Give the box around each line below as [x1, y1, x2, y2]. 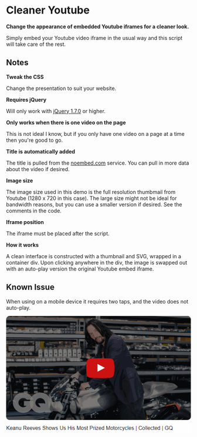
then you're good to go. [6, 136, 63, 144]
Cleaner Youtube [6, 4, 90, 17]
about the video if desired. [6, 165, 70, 172]
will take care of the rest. [6, 41, 66, 48]
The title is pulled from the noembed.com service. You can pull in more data [6, 159, 189, 166]
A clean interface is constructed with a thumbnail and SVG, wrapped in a [6, 252, 182, 259]
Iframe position [6, 218, 44, 225]
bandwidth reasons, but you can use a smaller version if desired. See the [6, 201, 182, 208]
